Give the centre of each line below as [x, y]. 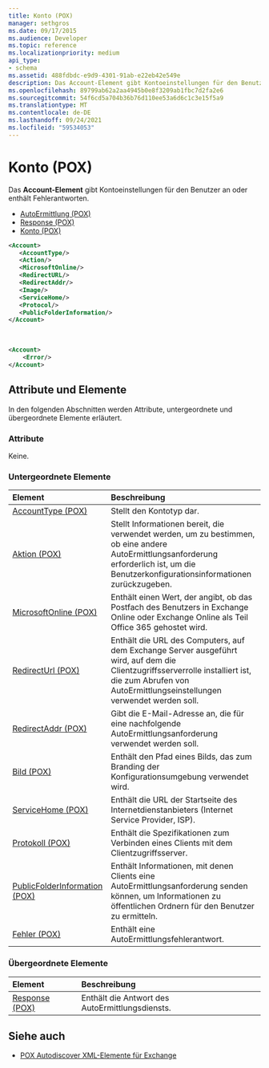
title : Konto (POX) [41, 16]
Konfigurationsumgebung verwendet [180, 777]
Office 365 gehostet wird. [159, 627]
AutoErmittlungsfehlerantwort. [167, 940]
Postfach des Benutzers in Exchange [180, 607]
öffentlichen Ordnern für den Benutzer [183, 906]
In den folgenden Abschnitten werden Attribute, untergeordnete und [120, 409]
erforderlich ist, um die [153, 564]
